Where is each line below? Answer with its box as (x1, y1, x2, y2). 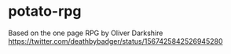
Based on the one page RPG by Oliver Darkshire (8, 28, 163, 38)
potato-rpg (8, 2, 82, 20)
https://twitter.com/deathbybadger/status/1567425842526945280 (8, 36, 223, 45)
